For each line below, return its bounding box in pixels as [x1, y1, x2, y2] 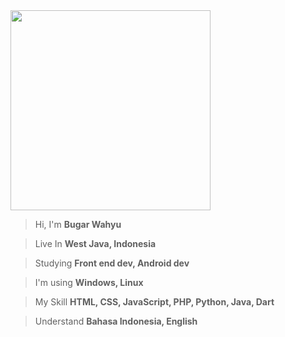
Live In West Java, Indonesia [34, 238, 157, 249]
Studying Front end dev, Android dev [34, 257, 190, 269]
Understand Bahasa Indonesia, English [34, 315, 198, 327]
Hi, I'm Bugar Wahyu [34, 219, 122, 230]
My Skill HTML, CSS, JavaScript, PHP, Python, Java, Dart [34, 296, 275, 308]
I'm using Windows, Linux [34, 277, 144, 288]
